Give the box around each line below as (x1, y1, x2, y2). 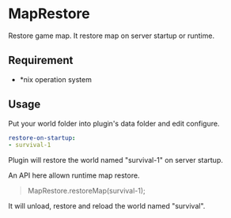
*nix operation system (19, 74, 93, 84)
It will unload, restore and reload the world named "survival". (8, 201, 206, 211)
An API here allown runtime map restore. (8, 171, 140, 180)
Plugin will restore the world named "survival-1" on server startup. (8, 156, 223, 165)
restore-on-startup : (8, 133, 77, 142)
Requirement (8, 54, 74, 67)
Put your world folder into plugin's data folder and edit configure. (8, 118, 220, 128)
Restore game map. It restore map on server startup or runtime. (8, 31, 215, 40)
